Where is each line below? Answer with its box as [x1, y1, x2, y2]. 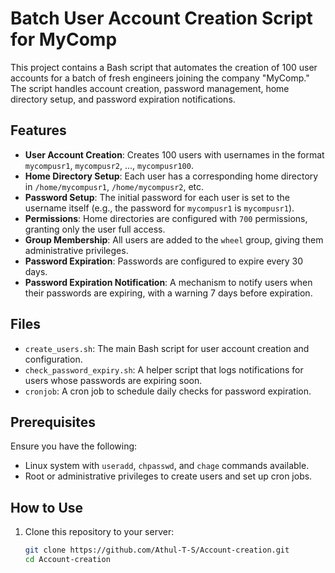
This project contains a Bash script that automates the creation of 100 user [10, 61, 318, 73]
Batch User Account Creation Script [10, 7, 313, 30]
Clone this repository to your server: [24, 526, 175, 538]
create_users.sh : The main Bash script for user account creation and [24, 342, 310, 354]
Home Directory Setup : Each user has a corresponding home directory [24, 170, 319, 182]
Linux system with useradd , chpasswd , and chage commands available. [24, 460, 310, 472]
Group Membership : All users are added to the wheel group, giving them [24, 233, 324, 246]
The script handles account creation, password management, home [10, 82, 290, 94]
